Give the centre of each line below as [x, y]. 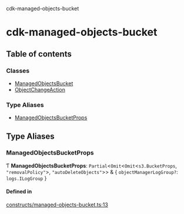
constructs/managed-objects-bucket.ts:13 [57, 205]
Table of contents [39, 54]
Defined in [19, 192]
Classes [18, 71]
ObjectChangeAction [40, 89]
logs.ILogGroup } [26, 178]
